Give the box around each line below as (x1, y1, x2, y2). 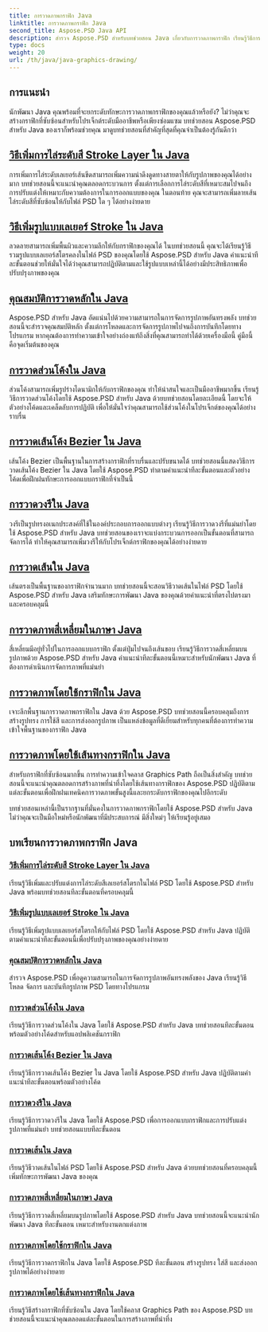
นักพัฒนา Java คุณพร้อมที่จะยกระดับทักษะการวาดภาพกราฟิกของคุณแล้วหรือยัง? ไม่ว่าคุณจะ (9, 107, 250, 116)
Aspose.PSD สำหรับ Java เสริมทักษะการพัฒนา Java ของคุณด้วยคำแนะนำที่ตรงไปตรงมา (9, 591, 251, 600)
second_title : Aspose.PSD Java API (9, 26, 127, 34)
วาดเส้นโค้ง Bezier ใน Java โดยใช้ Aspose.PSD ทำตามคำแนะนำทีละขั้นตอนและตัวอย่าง (9, 465, 251, 474)
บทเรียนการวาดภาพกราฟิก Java (9, 836, 138, 850)
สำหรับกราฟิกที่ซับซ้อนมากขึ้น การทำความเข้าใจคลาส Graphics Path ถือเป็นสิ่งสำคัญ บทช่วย (9, 769, 253, 779)
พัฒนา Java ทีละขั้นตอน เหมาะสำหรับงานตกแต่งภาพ (9, 1219, 148, 1228)
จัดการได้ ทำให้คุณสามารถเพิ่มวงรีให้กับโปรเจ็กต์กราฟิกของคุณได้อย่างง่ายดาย (9, 536, 208, 546)
